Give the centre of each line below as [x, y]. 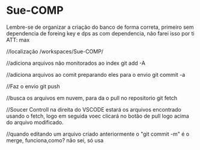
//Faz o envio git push [33, 86]
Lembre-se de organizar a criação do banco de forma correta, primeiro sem [100, 27]
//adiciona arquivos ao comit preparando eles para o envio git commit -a [96, 74]
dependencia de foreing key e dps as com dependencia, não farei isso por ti [101, 33]
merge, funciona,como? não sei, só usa [55, 140]
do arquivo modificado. [35, 122]
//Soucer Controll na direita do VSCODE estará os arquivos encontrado [94, 109]
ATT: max [18, 40]
